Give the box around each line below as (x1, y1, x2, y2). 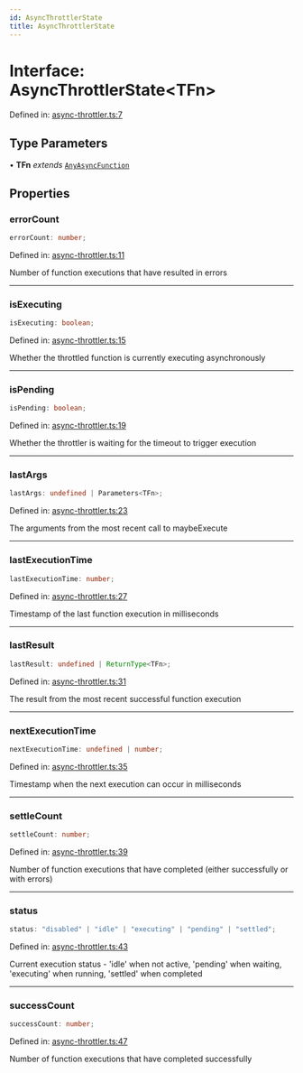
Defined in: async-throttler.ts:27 (9, 590, 128, 601)
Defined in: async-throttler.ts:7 (9, 109, 124, 120)
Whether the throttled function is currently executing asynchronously (9, 352, 266, 363)
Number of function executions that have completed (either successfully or (9, 864, 289, 875)
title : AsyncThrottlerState (9, 22, 115, 31)
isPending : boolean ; (9, 403, 87, 413)
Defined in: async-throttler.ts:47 (9, 1036, 128, 1047)
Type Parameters (9, 135, 108, 151)
